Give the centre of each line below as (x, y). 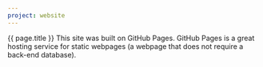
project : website (36, 15)
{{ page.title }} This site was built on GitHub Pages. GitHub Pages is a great (131, 38)
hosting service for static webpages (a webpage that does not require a (126, 46)
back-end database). (42, 54)
